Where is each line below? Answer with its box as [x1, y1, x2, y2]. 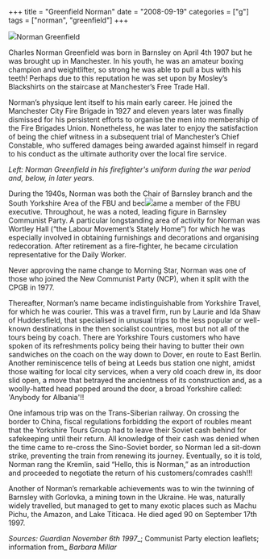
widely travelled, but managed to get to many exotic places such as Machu [8, 501, 257, 511]
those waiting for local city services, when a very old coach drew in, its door [8, 367, 262, 376]
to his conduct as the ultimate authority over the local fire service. [8, 149, 227, 158]
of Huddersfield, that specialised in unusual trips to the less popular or [8, 315, 242, 325]
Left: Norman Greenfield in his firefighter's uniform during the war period [8, 165, 251, 174]
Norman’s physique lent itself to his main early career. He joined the [8, 98, 233, 107]
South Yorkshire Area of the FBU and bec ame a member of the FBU [8, 198, 241, 208]
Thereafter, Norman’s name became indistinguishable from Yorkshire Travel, [8, 298, 261, 307]
